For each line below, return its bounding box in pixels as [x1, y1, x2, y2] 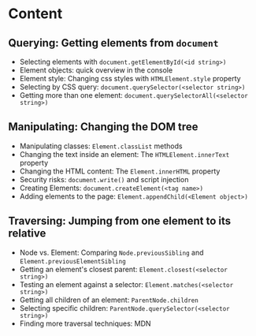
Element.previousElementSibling [19, 257, 126, 265]
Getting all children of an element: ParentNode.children [19, 295, 198, 304]
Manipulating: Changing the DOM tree [8, 120, 198, 134]
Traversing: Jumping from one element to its [8, 215, 232, 228]
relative [8, 226, 46, 241]
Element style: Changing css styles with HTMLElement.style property [19, 74, 242, 83]
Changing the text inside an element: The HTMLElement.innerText [19, 149, 230, 159]
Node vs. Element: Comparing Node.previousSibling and [19, 248, 204, 257]
